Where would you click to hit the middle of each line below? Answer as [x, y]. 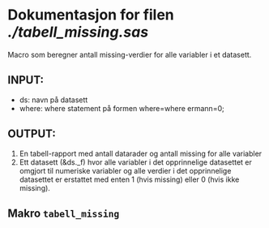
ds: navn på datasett [53, 100]
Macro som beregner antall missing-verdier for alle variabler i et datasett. [130, 54]
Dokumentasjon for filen [91, 15]
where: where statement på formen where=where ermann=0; [122, 108]
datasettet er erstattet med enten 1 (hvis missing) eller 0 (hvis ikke [129, 179]
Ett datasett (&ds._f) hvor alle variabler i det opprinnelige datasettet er [136, 162]
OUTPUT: [32, 134]
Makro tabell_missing [64, 213]
